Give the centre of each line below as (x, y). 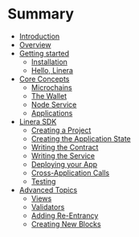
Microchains (52, 87)
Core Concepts (44, 79)
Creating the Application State (81, 138)
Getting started (44, 53)
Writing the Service (63, 155)
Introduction (39, 36)
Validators (48, 206)
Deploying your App (64, 164)
